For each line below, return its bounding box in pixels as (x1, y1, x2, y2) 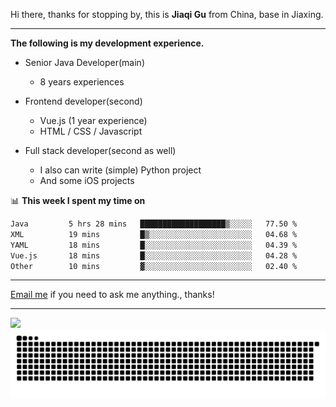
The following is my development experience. (10, 37, 205, 49)
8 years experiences (39, 76, 125, 88)
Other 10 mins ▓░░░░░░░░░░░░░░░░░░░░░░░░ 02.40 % (10, 261, 298, 271)
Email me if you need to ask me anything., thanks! (10, 289, 215, 301)
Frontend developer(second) (24, 95, 143, 107)
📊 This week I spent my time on (10, 195, 146, 206)
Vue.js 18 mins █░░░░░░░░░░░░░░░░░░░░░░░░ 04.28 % (10, 250, 298, 261)
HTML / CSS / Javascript (39, 125, 143, 137)
